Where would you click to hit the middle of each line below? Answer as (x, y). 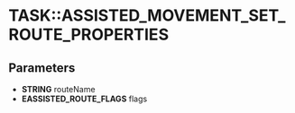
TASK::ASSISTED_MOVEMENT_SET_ (147, 16)
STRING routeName (58, 89)
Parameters (42, 68)
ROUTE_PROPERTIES (88, 35)
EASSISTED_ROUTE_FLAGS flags (84, 99)
